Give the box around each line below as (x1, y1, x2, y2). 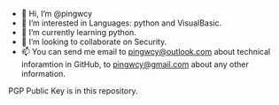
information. (20, 69, 66, 79)
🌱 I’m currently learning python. (20, 27, 136, 37)
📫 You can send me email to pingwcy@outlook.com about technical (20, 47, 271, 56)
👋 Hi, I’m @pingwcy (20, 9, 93, 19)
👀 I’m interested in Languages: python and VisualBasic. (20, 18, 222, 28)
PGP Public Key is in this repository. (8, 86, 138, 96)
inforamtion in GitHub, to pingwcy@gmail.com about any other (20, 59, 249, 70)
